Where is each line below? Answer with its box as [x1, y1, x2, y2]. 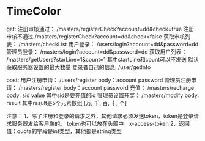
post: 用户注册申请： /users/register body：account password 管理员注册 [6, 76, 192, 84]
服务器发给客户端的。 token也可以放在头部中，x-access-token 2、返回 [11, 120, 190, 127]
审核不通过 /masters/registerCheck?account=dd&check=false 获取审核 [6, 32, 185, 40]
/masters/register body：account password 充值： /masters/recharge [18, 84, 195, 91]
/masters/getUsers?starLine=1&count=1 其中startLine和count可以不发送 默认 [6, 56, 199, 63]
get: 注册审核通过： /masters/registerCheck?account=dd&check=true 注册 [6, 25, 195, 32]
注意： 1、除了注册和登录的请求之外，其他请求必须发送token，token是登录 [6, 112, 194, 120]
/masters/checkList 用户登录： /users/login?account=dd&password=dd [18, 40, 199, 48]
